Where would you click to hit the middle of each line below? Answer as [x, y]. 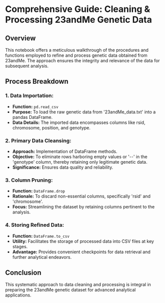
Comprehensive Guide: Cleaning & [78, 9]
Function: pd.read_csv [35, 106]
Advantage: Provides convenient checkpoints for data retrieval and [81, 252]
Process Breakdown [37, 81]
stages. [20, 246]
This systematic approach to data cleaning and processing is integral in [78, 285]
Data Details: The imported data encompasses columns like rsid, [79, 122]
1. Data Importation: [29, 96]
